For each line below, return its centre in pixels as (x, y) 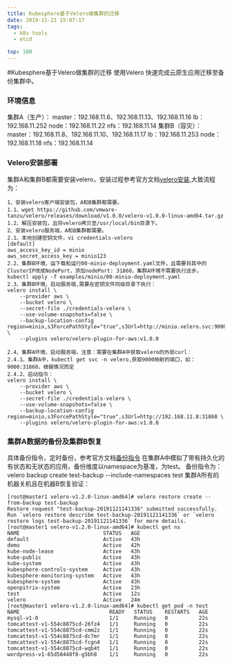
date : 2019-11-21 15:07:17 (46, 20)
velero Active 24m (74, 600)
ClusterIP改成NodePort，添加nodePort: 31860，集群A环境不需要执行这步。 (105, 271)
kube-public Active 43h (74, 557)
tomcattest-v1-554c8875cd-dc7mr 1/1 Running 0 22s (108, 636)
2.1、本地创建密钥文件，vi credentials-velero (70, 238)
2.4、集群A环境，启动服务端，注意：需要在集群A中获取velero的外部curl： (100, 352)
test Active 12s (74, 594)
